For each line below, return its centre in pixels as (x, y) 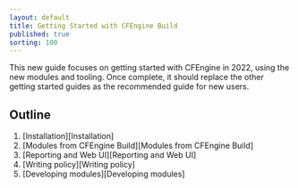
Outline (30, 114)
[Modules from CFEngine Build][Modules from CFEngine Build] (138, 146)
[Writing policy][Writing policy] (79, 165)
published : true (39, 34)
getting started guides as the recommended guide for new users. (129, 86)
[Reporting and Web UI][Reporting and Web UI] (109, 155)
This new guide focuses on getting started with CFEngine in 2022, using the (149, 68)
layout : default (39, 17)
